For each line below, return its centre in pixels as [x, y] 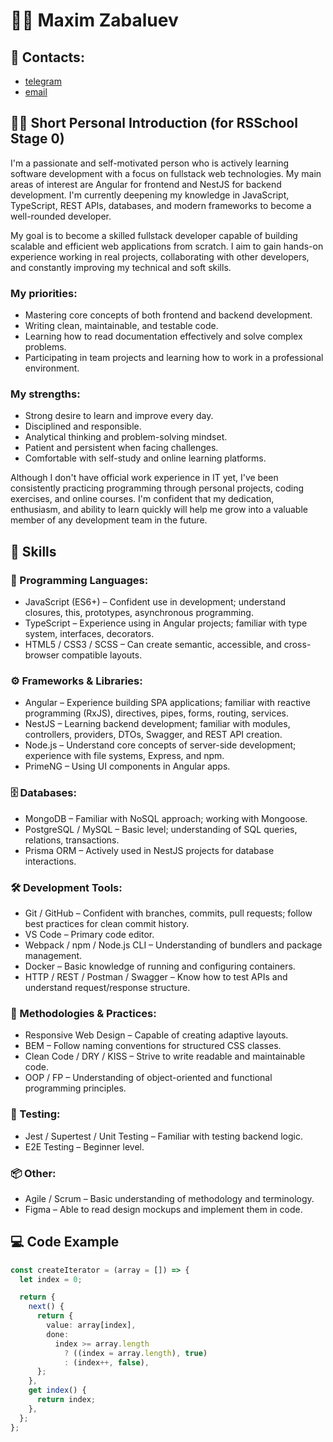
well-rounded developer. [61, 216]
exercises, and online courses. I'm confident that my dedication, [142, 499]
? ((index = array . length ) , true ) [135, 1353]
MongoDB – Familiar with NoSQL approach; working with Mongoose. [166, 818]
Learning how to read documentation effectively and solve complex [163, 336]
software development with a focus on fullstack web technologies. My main [166, 173]
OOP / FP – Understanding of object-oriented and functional [148, 1078]
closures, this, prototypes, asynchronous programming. [139, 613]
